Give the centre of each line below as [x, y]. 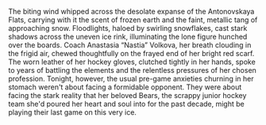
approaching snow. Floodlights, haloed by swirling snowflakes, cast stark [128, 28]
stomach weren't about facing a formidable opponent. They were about [125, 87]
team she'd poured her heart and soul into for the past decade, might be [126, 104]
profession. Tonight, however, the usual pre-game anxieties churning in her [131, 79]
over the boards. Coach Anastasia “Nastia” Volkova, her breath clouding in [130, 45]
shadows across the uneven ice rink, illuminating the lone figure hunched [128, 36]
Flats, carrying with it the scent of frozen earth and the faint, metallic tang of [133, 20]
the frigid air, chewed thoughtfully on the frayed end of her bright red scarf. [131, 53]
